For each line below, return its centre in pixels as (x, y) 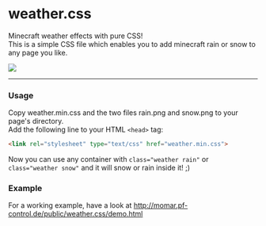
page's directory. (36, 121)
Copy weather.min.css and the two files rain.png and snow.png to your (123, 113)
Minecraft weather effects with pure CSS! (76, 36)
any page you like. (38, 52)
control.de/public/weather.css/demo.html (76, 214)
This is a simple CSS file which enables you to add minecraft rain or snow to (132, 44)
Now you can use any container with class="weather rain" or (108, 159)
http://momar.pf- (161, 205)
